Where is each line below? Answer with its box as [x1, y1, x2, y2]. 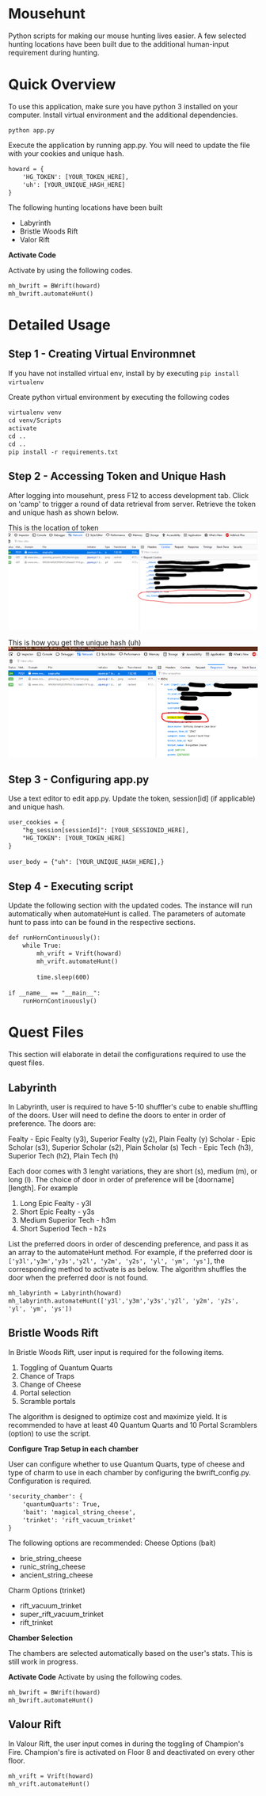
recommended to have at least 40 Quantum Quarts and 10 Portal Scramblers [8, 1420, 257, 1429]
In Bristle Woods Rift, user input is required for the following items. [8, 1347, 224, 1357]
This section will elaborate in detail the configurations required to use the [8, 1050, 247, 1060]
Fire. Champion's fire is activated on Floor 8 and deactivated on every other [8, 1747, 255, 1756]
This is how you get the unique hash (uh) [8, 637, 142, 647]
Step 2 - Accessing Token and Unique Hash [8, 470, 226, 483]
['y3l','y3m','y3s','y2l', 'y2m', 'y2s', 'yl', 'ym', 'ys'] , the [8, 1256, 226, 1265]
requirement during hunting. [8, 48, 100, 57]
